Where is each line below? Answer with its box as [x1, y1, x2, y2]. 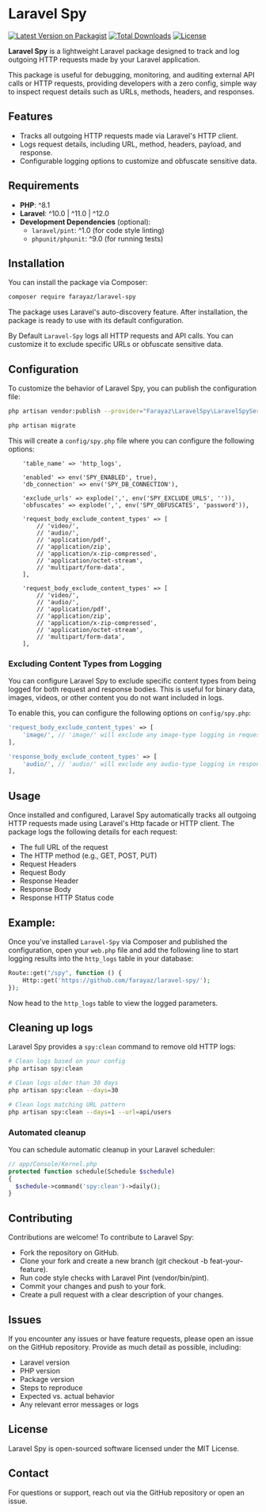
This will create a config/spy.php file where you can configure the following [8, 436, 255, 445]
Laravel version [19, 1358, 70, 1367]
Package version [19, 1374, 75, 1384]
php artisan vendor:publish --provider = [8, 407, 144, 416]
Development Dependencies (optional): [19, 217, 151, 227]
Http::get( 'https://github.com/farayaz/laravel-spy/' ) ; [22, 976, 211, 985]
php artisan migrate [8, 421, 77, 429]
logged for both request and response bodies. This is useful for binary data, [8, 684, 256, 694]
